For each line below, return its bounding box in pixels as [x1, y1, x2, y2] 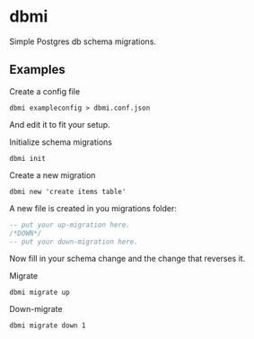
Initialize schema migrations [9, 137, 112, 147]
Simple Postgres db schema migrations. [9, 36, 157, 47]
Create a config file [9, 85, 81, 96]
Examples [9, 62, 66, 77]
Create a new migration [9, 169, 96, 181]
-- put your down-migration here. [9, 236, 139, 246]
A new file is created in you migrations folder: [9, 202, 177, 213]
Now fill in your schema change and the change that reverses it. [9, 254, 246, 264]
